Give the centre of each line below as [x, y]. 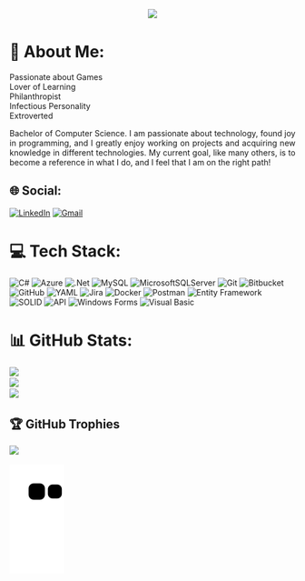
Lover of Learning [43, 86]
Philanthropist [35, 96]
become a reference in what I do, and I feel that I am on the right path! [140, 162]
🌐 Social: [35, 191]
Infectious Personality [50, 105]
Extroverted [31, 115]
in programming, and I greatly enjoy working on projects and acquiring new [152, 143]
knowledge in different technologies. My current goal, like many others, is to [152, 152]
